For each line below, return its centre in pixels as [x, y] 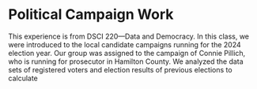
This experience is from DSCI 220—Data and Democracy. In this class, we [129, 36]
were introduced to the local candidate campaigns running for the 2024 [125, 44]
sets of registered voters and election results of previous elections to [120, 69]
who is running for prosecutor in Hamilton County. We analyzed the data [126, 61]
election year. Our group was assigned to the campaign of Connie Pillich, [127, 53]
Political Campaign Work [91, 15]
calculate [23, 78]
